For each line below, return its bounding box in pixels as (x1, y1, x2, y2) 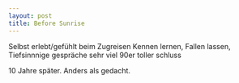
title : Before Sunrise (8, 19, 85, 27)
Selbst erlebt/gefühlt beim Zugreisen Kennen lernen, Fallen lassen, (8, 41, 231, 51)
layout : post (8, 11, 53, 20)
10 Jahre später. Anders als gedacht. (8, 65, 131, 75)
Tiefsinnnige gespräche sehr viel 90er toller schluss (8, 50, 182, 60)
